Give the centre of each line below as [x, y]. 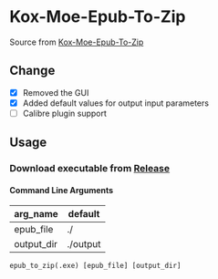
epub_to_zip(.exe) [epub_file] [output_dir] [95, 266]
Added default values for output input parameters [116, 103]
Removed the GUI [56, 92]
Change [32, 71]
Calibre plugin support [65, 113]
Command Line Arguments [62, 190]
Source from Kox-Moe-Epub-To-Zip [77, 42]
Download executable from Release [90, 169]
